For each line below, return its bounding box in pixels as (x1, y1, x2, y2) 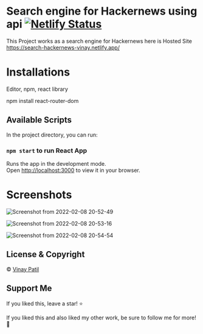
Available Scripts (6, 115, 72, 126)
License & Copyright (6, 249, 85, 260)
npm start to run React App (6, 146, 88, 155)
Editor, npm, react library (6, 85, 69, 93)
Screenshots (6, 188, 72, 202)
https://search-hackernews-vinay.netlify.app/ (6, 44, 120, 51)
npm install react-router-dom (6, 97, 79, 104)
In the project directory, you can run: (6, 131, 98, 138)
